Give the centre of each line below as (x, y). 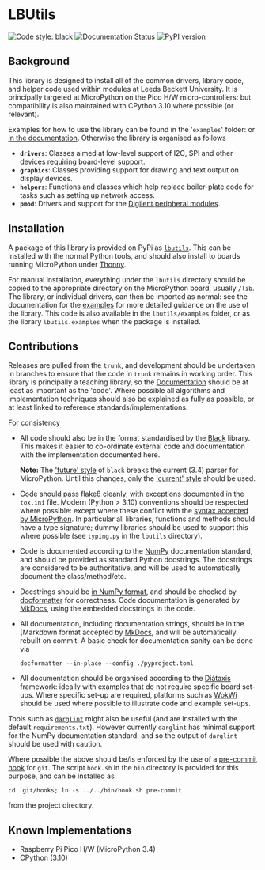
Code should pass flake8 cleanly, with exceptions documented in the (132, 494)
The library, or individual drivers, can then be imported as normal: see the (128, 296)
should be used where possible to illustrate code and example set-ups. (135, 704)
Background (39, 61)
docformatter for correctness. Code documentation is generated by (129, 600)
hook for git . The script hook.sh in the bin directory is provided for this (123, 768)
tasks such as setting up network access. (87, 195)
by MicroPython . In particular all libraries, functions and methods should (137, 519)
